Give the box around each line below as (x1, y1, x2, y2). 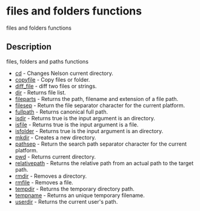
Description (6, 42, 52, 52)
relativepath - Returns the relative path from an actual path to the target (15, 159, 194, 167)
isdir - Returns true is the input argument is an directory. (15, 114, 156, 122)
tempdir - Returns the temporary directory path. (15, 185, 135, 192)
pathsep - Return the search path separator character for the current (15, 140, 187, 148)
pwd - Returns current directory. (15, 153, 96, 160)
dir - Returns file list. (15, 89, 67, 96)
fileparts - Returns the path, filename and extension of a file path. (15, 95, 179, 102)
